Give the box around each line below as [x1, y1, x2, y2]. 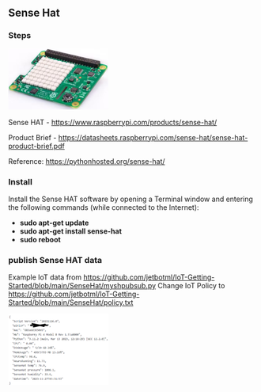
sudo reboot [19, 235, 61, 245]
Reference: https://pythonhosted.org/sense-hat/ [8, 156, 165, 166]
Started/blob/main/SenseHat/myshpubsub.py [8, 281, 157, 291]
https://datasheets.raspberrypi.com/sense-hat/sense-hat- [58, 132, 248, 142]
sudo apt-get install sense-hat [19, 226, 123, 236]
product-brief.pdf [8, 141, 65, 150]
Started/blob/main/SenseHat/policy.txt [8, 298, 134, 307]
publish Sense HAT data [8, 254, 103, 265]
